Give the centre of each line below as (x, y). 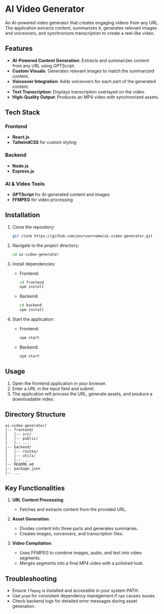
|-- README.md (20, 465)
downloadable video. (33, 399)
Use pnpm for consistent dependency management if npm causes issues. (84, 596)
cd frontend (32, 282)
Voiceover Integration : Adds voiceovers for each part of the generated (84, 81)
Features (19, 48)
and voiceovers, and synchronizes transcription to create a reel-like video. (80, 33)
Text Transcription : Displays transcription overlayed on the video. (79, 91)
